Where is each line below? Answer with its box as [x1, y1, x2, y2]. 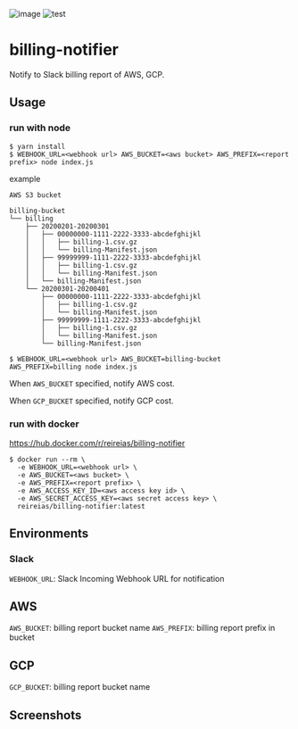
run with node [9, 121, 71, 134]
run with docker [9, 418, 79, 430]
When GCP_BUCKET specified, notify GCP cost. [9, 395, 174, 406]
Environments [9, 526, 89, 542]
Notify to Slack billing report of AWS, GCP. [9, 69, 165, 79]
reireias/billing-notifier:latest [17, 501, 145, 510]
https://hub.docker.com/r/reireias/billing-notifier [9, 437, 186, 448]
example [9, 173, 41, 184]
